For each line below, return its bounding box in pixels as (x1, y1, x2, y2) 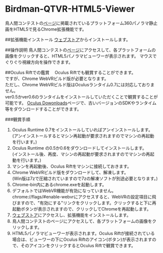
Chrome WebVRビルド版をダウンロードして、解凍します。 (12, 169, 129, 175)
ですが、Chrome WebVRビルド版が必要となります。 (5, 76, 109, 81)
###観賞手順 (5, 116, 31, 122)
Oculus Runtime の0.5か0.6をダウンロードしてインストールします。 (12, 145, 147, 151)
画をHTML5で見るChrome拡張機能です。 (5, 26, 87, 32)
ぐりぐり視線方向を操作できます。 (5, 59, 73, 65)
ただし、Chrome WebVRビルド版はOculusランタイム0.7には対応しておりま (5, 81, 155, 87)
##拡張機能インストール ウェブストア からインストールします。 (5, 37, 130, 42)
